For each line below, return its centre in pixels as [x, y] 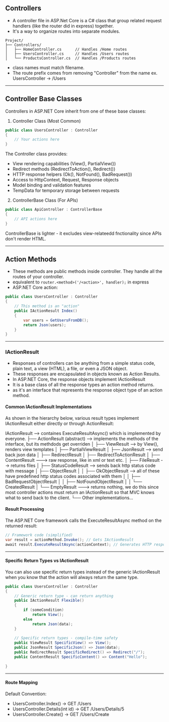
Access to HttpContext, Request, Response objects [66, 180]
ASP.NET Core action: [35, 287]
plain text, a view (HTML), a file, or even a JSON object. [70, 368]
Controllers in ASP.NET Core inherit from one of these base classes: [76, 111]
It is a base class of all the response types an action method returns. [83, 384]
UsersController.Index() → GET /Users [52, 703]
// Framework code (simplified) [39, 535]
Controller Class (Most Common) [47, 121]
